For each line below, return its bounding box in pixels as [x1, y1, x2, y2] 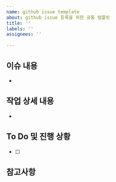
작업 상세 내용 [6, 96, 54, 106]
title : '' [6, 20, 31, 26]
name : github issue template [6, 8, 80, 15]
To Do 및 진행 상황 [6, 131, 71, 142]
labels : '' [6, 25, 34, 32]
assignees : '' [6, 31, 42, 37]
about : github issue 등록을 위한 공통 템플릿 [6, 15, 111, 21]
